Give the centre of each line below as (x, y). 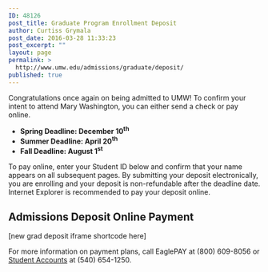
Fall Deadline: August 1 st (61, 150)
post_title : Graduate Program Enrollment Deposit (93, 23)
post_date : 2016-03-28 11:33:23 (62, 38)
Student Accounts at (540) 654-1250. (70, 260)
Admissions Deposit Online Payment (101, 217)
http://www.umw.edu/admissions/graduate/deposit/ (100, 68)
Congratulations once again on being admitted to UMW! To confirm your (127, 97)
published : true (35, 75)
